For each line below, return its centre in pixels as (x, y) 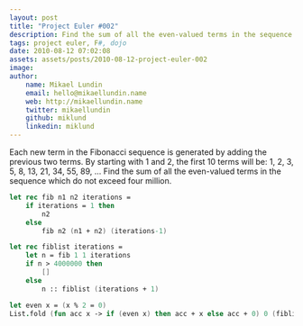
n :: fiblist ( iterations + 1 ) (101, 289)
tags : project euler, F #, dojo (68, 43)
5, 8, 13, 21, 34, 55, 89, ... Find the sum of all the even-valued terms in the (145, 171)
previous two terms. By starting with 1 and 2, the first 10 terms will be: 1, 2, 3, (152, 162)
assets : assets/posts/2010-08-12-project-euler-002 (108, 59)
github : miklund (56, 118)
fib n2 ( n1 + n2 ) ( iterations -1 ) (105, 231)
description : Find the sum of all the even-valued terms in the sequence (151, 34)
